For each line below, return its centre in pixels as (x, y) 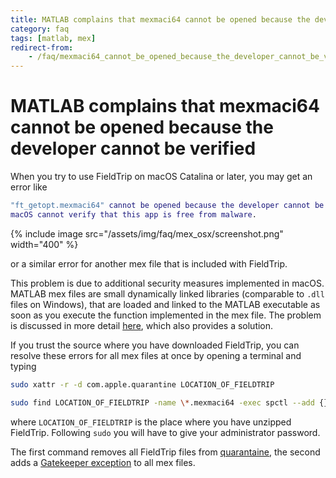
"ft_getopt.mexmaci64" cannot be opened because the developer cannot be (167, 206)
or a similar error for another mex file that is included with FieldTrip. (149, 263)
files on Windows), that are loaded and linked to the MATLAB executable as (165, 304)
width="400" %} (44, 244)
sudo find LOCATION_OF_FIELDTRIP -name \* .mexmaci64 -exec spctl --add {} (169, 402)
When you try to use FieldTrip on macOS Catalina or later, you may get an (161, 177)
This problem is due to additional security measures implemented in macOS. (167, 283)
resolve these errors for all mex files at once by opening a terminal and (156, 355)
